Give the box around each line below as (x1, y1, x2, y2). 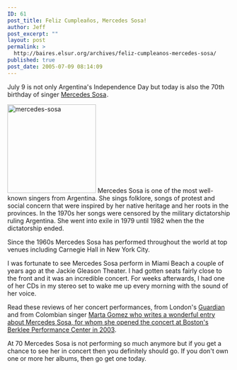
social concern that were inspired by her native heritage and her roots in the (7, 201, 229, 210)
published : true (7, 57, 55, 64)
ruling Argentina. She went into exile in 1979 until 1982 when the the (7, 216, 204, 225)
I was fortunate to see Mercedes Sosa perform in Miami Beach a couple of (7, 259, 224, 267)
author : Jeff (7, 23, 46, 30)
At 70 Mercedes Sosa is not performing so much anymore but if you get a (7, 339, 221, 347)
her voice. (7, 288, 37, 298)
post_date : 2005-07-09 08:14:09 (7, 63, 103, 70)
